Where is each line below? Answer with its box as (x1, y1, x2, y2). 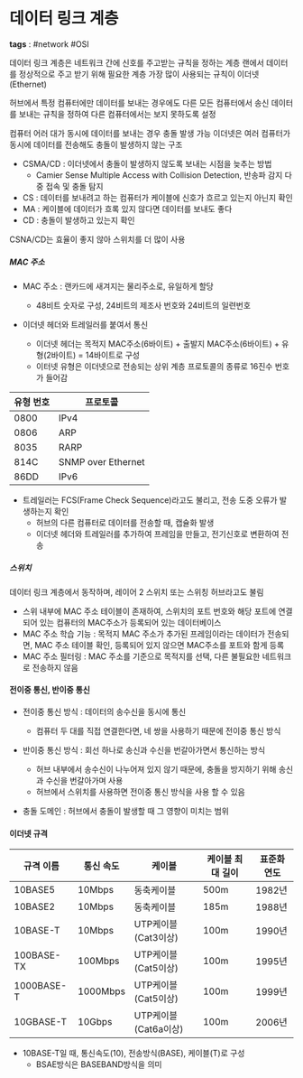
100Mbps (78, 954, 120, 967)
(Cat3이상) (133, 932, 179, 944)
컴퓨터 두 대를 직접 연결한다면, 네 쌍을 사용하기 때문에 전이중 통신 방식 (35, 726, 281, 737)
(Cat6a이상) (133, 1023, 184, 1036)
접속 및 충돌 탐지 (45, 181, 104, 191)
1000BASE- (14, 980, 68, 992)
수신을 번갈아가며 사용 (45, 776, 124, 786)
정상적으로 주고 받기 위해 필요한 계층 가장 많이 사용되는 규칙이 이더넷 (18, 69, 260, 79)
